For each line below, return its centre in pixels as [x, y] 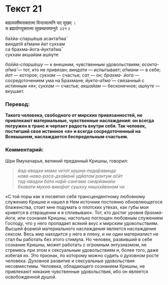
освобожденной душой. [31, 277]
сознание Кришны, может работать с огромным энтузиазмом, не [76, 245]
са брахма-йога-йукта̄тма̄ [33, 49]
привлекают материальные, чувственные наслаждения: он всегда [80, 121]
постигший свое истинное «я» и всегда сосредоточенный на [73, 131]
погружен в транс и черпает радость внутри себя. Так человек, [76, 126]
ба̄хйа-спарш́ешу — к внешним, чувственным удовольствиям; [73, 64]
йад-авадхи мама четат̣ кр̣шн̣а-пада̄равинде [67, 170]
